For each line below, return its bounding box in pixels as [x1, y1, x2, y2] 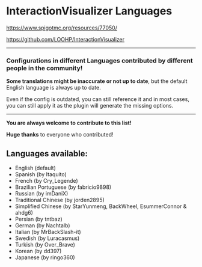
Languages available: [6, 149, 88, 159]
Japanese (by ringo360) [14, 254, 75, 261]
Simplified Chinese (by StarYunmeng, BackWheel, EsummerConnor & [14, 203, 187, 210]
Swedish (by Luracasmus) [14, 235, 80, 242]
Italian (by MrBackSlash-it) [14, 229, 81, 236]
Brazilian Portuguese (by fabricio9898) [14, 183, 112, 191]
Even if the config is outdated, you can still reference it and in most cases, [6, 96, 189, 103]
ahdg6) [14, 209, 33, 216]
